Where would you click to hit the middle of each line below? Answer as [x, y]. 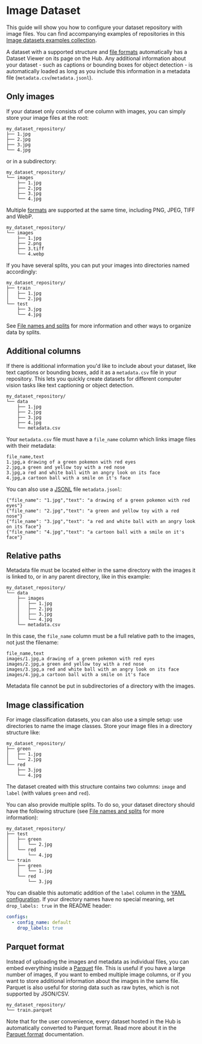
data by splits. [24, 332]
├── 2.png [30, 243]
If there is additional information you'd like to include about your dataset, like [101, 366]
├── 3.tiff [31, 249]
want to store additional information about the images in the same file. [93, 980]
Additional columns [44, 351]
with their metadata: [31, 445]
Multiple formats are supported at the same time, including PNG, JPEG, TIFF [101, 210]
